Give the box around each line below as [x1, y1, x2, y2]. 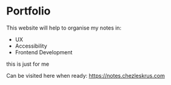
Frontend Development [15, 48, 73, 55]
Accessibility [15, 42, 47, 49]
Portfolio [6, 4, 51, 18]
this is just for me [6, 60, 50, 68]
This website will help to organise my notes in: [6, 24, 122, 31]
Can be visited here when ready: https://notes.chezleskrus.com [6, 72, 165, 79]
